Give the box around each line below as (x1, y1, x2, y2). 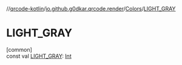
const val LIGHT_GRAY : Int (6, 52, 72, 60)
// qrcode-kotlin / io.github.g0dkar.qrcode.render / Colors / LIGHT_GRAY (6, 5, 176, 12)
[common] (6, 46, 32, 53)
